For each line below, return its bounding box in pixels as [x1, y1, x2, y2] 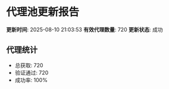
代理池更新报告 [6, 5, 80, 19]
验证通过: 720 [14, 69, 49, 76]
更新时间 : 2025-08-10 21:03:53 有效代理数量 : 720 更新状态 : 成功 [6, 26, 163, 33]
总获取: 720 [14, 61, 43, 68]
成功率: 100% [14, 76, 48, 83]
